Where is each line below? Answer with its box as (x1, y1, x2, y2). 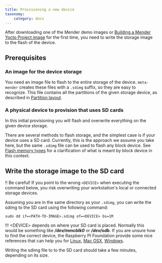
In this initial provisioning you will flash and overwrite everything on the (5, 118, 147, 124)
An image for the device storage (5, 68, 82, 75)
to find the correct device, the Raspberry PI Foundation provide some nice (5, 233, 153, 239)
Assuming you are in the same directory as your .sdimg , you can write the (5, 200, 151, 205)
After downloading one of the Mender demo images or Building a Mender (5, 30, 151, 35)
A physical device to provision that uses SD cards (5, 107, 124, 113)
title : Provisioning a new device (5, 7, 75, 12)
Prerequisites (5, 54, 46, 62)
